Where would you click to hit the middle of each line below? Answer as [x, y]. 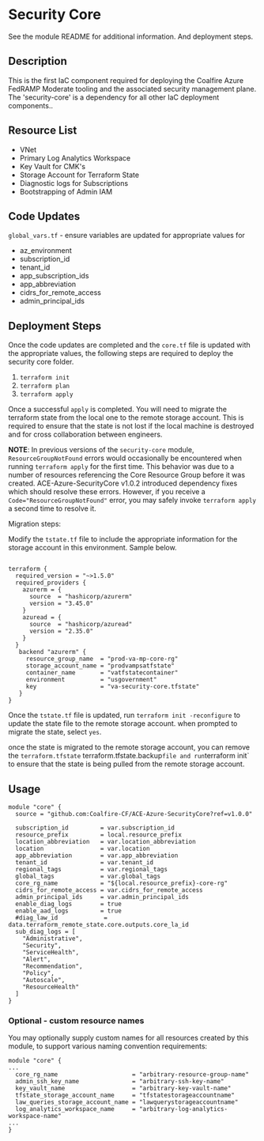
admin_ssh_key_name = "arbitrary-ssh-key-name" [120, 1082]
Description [38, 61]
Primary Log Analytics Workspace [75, 158]
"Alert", [37, 959]
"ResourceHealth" [51, 987]
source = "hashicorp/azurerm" [81, 597]
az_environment [46, 251]
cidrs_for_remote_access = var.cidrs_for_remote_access [109, 890]
